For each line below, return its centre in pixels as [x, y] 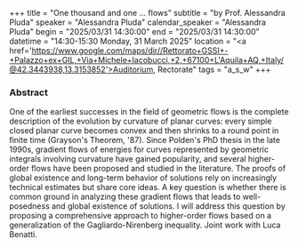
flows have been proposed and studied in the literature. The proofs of [158, 169]
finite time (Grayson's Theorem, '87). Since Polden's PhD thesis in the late [145, 140]
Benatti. [24, 235]
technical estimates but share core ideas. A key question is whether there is [148, 187]
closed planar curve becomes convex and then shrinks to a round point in [144, 131]
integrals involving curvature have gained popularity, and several [128, 159]
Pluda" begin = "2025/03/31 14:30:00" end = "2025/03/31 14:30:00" [134, 32]
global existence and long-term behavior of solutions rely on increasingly [143, 178]
